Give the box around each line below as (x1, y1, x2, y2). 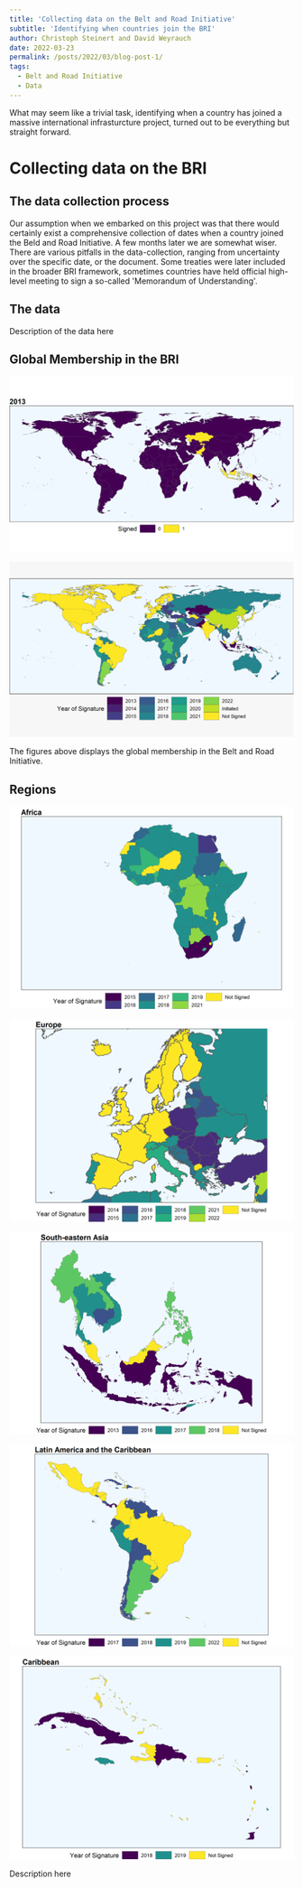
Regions (9, 781, 57, 797)
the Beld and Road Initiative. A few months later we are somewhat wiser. (9, 237, 278, 248)
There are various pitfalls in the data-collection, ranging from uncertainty (9, 247, 280, 257)
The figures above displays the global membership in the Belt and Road (9, 746, 275, 757)
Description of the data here (9, 325, 115, 336)
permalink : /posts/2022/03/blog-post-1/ (9, 52, 164, 62)
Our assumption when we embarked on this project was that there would (9, 218, 280, 229)
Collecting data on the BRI (9, 158, 207, 178)
